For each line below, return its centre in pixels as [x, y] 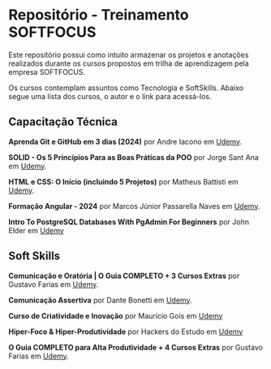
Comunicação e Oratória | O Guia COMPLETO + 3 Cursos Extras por [124, 276]
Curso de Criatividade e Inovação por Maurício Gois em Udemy [116, 315]
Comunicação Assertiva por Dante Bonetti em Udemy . [100, 300]
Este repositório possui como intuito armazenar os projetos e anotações [129, 54]
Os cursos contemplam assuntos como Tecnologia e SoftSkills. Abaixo [126, 88]
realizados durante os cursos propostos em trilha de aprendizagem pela [129, 63]
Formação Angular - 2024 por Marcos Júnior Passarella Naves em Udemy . [134, 206]
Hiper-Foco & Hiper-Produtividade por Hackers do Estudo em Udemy [126, 332]
